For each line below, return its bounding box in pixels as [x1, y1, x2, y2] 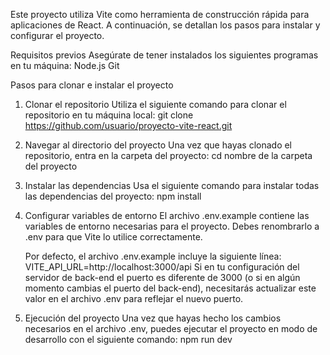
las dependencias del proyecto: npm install [24, 190, 202, 202]
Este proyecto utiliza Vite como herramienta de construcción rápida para [10, 9, 310, 20]
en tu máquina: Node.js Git [10, 60, 120, 71]
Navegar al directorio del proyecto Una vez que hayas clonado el [24, 139, 293, 151]
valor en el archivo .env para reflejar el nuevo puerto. [24, 293, 244, 304]
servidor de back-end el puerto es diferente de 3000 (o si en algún [24, 272, 301, 283]
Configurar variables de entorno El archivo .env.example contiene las [24, 210, 310, 221]
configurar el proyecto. [10, 30, 105, 41]
